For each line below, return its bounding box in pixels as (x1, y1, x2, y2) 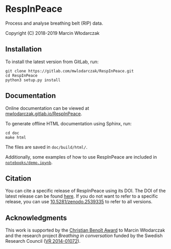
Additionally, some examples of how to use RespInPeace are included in (5, 154, 157, 160)
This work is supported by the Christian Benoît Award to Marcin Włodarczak (5, 227, 165, 234)
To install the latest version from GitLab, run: (5, 59, 99, 65)
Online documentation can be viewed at (5, 105, 90, 111)
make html (5, 135, 27, 140)
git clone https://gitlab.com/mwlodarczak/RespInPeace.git (5, 68, 134, 73)
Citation (5, 174, 32, 183)
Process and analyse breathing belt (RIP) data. (5, 20, 103, 26)
